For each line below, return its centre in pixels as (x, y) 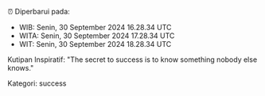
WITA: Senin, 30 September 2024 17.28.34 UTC (97, 36)
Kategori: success (37, 83)
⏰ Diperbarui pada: (39, 12)
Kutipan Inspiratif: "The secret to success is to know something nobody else (132, 60)
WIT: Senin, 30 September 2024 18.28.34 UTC (95, 44)
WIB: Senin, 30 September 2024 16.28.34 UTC (95, 27)
